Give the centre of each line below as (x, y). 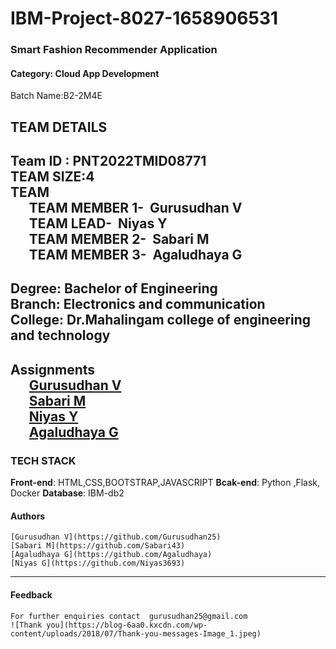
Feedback (31, 594)
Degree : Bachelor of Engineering (114, 288)
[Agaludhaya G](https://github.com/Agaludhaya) (111, 555)
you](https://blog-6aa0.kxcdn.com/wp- (127, 625)
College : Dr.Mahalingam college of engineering (160, 320)
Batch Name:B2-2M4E (56, 96)
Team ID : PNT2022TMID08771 (108, 161)
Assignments (53, 369)
